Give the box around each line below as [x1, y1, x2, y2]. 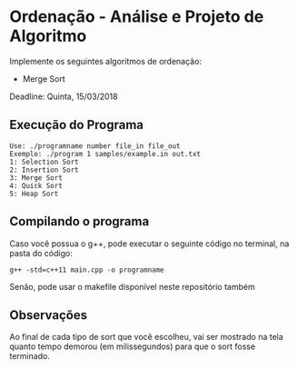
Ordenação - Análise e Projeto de [9, 6, 264, 27]
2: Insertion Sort [9, 165, 79, 175]
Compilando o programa [9, 214, 150, 229]
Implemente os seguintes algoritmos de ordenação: [9, 55, 203, 66]
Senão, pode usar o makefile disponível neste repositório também [9, 281, 256, 292]
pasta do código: [9, 247, 73, 258]
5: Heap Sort [9, 189, 59, 198]
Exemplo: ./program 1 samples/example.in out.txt [9, 149, 202, 158]
